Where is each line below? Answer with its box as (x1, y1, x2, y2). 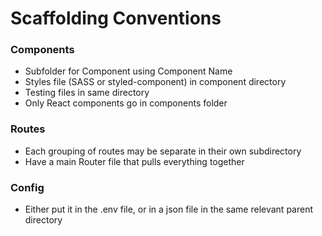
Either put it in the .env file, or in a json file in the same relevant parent (24, 203, 313, 216)
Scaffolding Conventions (10, 7, 222, 30)
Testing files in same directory (24, 87, 150, 99)
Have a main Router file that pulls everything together (24, 155, 245, 167)
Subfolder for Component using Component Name (24, 65, 233, 77)
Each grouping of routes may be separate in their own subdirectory (24, 145, 302, 157)
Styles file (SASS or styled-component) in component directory (24, 76, 287, 88)
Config (10, 180, 45, 194)
